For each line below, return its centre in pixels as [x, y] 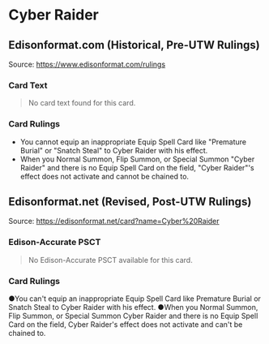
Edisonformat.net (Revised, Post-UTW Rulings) [130, 202]
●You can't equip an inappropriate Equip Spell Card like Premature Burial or [135, 299]
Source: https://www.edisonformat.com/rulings [87, 64]
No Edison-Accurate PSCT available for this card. [110, 260]
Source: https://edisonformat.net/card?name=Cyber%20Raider [114, 221]
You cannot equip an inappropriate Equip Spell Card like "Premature [133, 142]
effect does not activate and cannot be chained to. [104, 176]
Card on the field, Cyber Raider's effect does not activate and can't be [126, 325]
